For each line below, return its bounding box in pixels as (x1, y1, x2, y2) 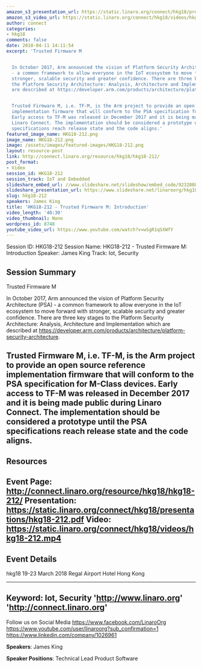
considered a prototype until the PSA (6, 417, 147, 427)
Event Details (6, 554, 57, 564)
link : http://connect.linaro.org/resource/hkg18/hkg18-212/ (6, 153, 161, 160)
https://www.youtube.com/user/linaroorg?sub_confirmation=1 (6, 625, 159, 632)
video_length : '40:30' (6, 210, 63, 216)
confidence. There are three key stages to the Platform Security (6, 314, 164, 321)
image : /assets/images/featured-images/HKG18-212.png (6, 143, 144, 149)
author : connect (6, 20, 47, 26)
